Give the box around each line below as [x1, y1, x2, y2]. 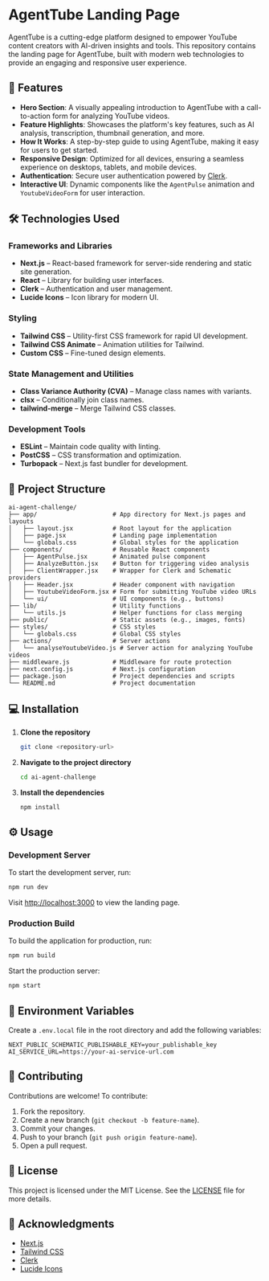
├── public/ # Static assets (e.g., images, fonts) [8, 616, 247, 624]
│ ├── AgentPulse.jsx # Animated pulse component [8, 553, 206, 561]
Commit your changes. [19, 1123, 96, 1133]
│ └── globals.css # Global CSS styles [8, 630, 181, 638]
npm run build [8, 952, 56, 960]
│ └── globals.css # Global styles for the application [8, 538, 239, 547]
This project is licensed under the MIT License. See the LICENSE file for [8, 1185, 246, 1195]
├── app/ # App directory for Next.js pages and [8, 510, 247, 519]
